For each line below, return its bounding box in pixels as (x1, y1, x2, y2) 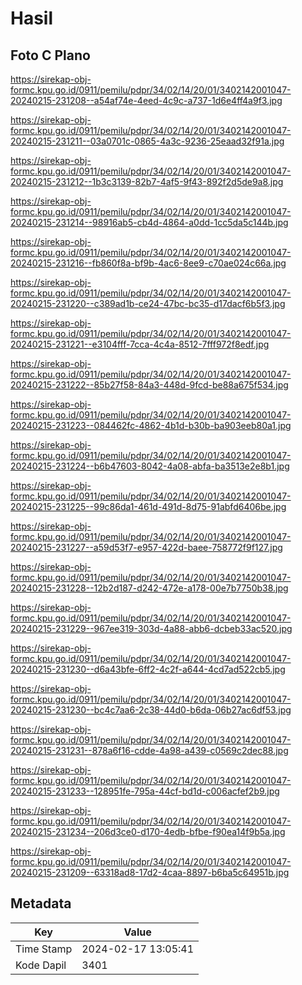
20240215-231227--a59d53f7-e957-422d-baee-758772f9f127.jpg (10, 542, 283, 553)
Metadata (10, 895, 72, 912)
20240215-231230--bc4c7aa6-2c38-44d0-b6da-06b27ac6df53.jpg (10, 704, 292, 716)
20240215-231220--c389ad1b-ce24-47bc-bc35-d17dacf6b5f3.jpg (10, 298, 286, 309)
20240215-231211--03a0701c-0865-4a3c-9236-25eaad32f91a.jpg (10, 135, 285, 147)
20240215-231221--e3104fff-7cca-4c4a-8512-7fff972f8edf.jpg (10, 338, 270, 350)
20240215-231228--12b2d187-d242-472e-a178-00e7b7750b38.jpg (10, 582, 289, 594)
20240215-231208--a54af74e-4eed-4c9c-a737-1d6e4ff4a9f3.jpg (10, 95, 283, 106)
